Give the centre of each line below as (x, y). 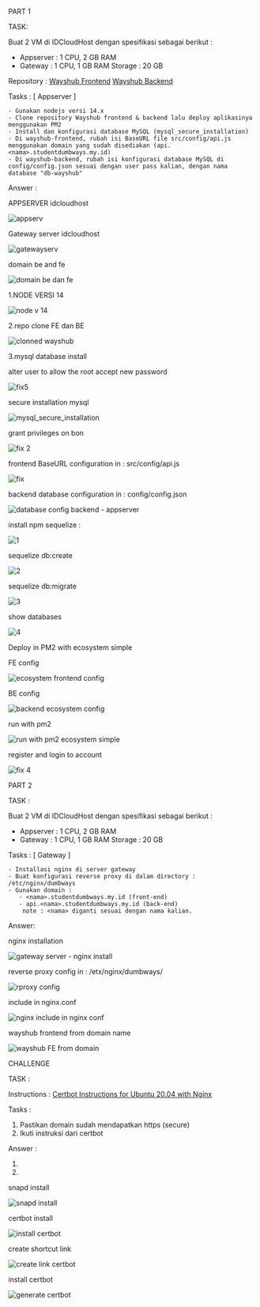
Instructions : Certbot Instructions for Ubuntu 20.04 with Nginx (110, 1094)
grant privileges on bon (46, 433)
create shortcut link (40, 1249)
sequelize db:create (40, 555)
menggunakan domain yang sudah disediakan (79, 145)
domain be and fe (37, 264)
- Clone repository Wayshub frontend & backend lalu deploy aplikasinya (130, 118)
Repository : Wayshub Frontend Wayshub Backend (91, 81)
